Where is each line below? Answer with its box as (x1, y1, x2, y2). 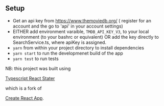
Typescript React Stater (5, 75, 55, 81)
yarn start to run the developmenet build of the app (12, 50, 124, 56)
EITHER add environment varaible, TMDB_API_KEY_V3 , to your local (12, 28, 149, 35)
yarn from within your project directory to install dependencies (12, 44, 145, 50)
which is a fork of (5, 85, 42, 91)
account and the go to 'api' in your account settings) (12, 23, 124, 29)
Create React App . (5, 95, 44, 101)
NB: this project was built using (5, 65, 71, 71)
